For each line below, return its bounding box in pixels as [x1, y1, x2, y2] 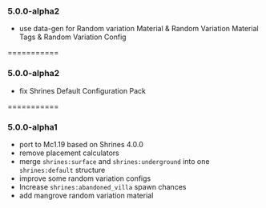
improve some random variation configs [18, 174, 151, 183]
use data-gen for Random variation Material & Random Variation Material [18, 24, 259, 34]
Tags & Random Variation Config [18, 32, 127, 42]
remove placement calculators [18, 148, 119, 158]
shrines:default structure [18, 165, 106, 174]
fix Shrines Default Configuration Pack [18, 86, 146, 95]
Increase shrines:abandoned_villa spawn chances [18, 182, 187, 191]
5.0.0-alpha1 [7, 122, 58, 133]
